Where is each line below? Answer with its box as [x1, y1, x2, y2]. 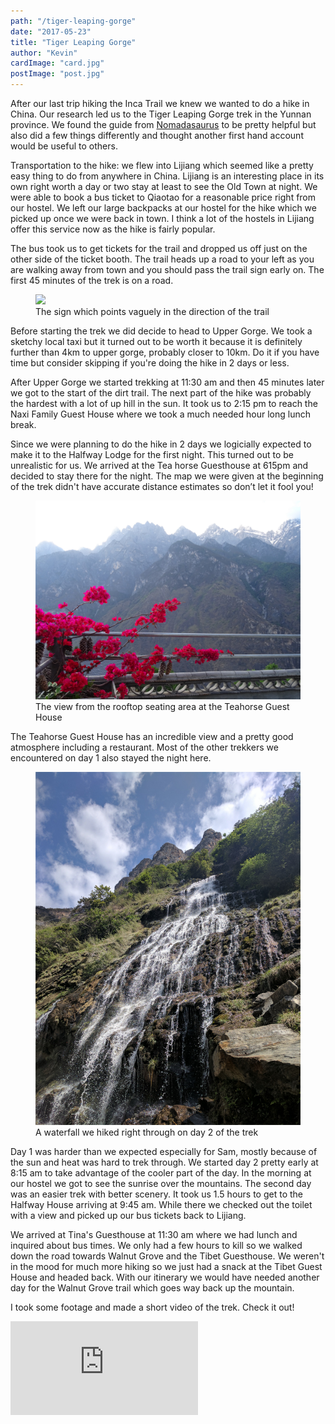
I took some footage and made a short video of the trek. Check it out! [10, 1301, 295, 1314]
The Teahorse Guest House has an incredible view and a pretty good [10, 731, 294, 742]
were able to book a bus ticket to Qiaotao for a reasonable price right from [10, 191, 317, 203]
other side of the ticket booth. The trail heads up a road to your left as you [10, 253, 315, 265]
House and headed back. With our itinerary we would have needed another [10, 1271, 320, 1284]
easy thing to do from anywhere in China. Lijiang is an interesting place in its [10, 170, 325, 182]
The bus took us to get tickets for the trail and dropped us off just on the [10, 243, 308, 254]
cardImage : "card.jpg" [10, 58, 105, 69]
